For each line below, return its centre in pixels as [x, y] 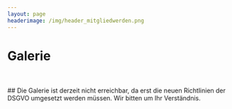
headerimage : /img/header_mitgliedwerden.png [76, 21]
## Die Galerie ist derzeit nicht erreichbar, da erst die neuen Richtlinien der [116, 90]
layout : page [27, 14]
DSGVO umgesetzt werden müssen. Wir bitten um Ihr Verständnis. [104, 98]
